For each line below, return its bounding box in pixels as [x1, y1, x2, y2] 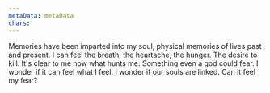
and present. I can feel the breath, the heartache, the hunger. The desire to [8, 50, 258, 59]
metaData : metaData [8, 11, 74, 20]
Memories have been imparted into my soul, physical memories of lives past [8, 41, 262, 51]
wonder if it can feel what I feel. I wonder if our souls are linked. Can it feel [8, 67, 256, 76]
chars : [8, 19, 31, 27]
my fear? [8, 75, 38, 85]
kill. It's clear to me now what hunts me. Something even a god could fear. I [8, 58, 259, 68]
